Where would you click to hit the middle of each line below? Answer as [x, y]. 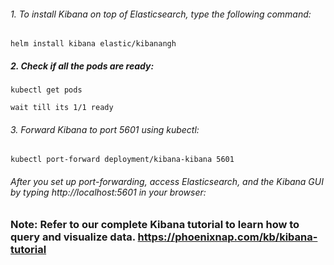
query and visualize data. [73, 237]
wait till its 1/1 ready [62, 108]
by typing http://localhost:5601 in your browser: [108, 192]
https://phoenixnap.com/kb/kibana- [227, 237]
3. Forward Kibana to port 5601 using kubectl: [105, 129]
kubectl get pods [46, 90]
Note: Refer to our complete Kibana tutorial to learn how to [155, 224]
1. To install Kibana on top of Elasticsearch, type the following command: [161, 14]
